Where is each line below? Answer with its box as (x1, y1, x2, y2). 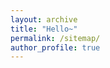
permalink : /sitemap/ (10, 33, 101, 43)
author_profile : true (10, 42, 101, 53)
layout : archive (10, 14, 78, 25)
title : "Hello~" (10, 24, 78, 34)
